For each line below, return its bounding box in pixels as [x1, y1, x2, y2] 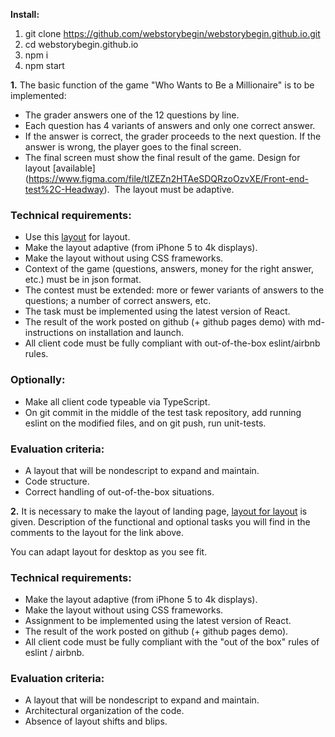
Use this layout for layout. [24, 231, 131, 243]
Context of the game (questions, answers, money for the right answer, [24, 263, 315, 275]
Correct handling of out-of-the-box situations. [24, 485, 215, 498]
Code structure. [24, 475, 90, 487]
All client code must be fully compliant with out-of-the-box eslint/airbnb [24, 337, 321, 349]
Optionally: [10, 373, 66, 387]
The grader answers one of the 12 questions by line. [24, 109, 240, 121]
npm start [24, 60, 65, 71]
